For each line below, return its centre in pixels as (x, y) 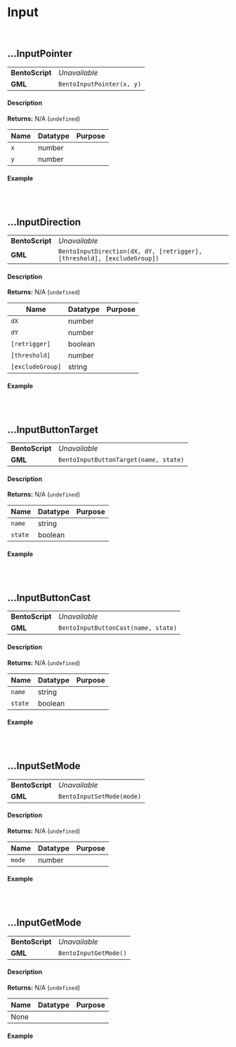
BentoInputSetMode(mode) (100, 796)
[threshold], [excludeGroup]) (109, 258)
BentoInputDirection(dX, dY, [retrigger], (130, 251)
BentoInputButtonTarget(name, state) (122, 460)
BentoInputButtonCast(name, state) (118, 628)
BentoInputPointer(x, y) (100, 84)
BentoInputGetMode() (93, 953)
